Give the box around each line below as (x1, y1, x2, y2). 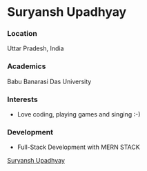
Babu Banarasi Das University (7, 77, 92, 85)
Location (7, 29, 38, 39)
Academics (7, 61, 46, 71)
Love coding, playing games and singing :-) (17, 110, 141, 119)
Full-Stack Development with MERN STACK (17, 143, 140, 152)
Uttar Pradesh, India (7, 44, 64, 52)
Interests (7, 94, 38, 104)
